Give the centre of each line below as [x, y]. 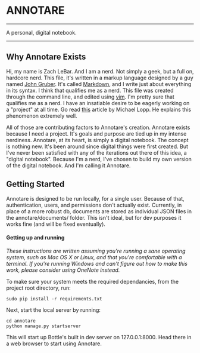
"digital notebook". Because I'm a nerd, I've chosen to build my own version [99, 159]
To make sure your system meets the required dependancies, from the [93, 281]
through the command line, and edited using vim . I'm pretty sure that [90, 97]
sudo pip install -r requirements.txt [54, 299]
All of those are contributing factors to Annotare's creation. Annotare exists [98, 127]
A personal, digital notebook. [42, 32]
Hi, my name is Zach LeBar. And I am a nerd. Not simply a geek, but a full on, [100, 71]
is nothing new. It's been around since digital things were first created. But [97, 146]
